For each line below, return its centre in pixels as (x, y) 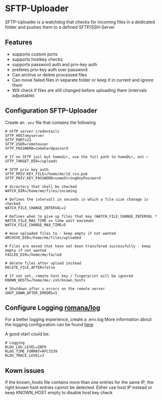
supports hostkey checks (37, 59)
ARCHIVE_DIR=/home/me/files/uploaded (43, 238)
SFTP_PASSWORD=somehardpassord (37, 148)
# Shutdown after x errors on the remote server (55, 289)
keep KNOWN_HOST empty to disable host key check (59, 393)
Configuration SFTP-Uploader (51, 111)
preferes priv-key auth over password (50, 70)
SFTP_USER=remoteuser (27, 144)
